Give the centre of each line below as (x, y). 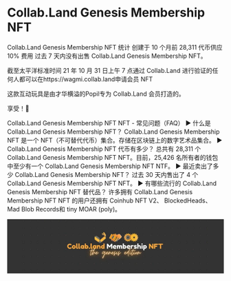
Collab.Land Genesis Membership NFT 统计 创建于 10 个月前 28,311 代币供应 (115, 47)
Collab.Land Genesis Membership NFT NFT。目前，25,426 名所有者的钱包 (113, 157)
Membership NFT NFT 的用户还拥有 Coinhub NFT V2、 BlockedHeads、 (109, 200)
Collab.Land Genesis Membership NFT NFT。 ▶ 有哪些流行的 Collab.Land (112, 183)
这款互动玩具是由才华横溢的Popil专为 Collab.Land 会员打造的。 (96, 94)
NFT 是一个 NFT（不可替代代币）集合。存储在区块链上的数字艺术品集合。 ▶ (115, 140)
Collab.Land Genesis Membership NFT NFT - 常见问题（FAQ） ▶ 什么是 (109, 123)
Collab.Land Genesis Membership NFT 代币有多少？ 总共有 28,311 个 (104, 149)
